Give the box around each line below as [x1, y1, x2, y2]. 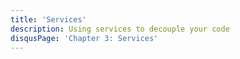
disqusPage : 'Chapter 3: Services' [10, 33, 159, 43]
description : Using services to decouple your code [10, 24, 230, 34]
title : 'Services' [10, 14, 87, 25]
